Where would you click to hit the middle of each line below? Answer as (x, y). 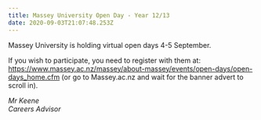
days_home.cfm (34, 77)
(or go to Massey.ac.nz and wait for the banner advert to (153, 77)
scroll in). (23, 85)
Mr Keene (24, 100)
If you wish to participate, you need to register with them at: (105, 60)
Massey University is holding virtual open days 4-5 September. (110, 45)
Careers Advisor (34, 109)
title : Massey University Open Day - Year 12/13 (89, 15)
